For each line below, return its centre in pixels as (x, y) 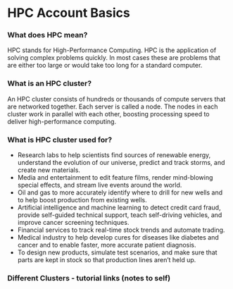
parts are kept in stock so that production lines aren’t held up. (107, 260)
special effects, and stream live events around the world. (100, 185)
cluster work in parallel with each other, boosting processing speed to (108, 113)
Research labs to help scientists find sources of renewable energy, (114, 155)
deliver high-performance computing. (62, 121)
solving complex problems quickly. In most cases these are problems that (114, 58)
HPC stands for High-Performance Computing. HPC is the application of (112, 50)
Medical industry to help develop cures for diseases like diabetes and (118, 238)
